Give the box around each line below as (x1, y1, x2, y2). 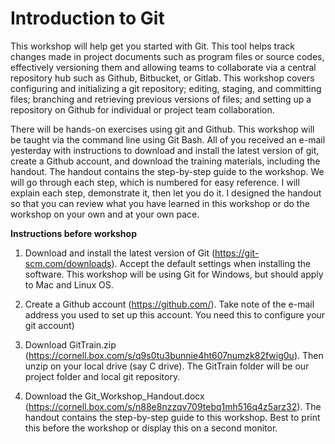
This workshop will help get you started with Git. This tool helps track (10, 40, 296, 52)
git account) (24, 319, 75, 331)
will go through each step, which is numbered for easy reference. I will (10, 176, 300, 188)
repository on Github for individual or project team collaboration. (10, 103, 275, 116)
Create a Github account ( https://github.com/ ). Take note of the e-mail (24, 298, 315, 310)
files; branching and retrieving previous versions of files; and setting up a (10, 93, 312, 105)
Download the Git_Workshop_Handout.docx (24, 390, 205, 402)
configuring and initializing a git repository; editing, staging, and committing (10, 82, 322, 94)
